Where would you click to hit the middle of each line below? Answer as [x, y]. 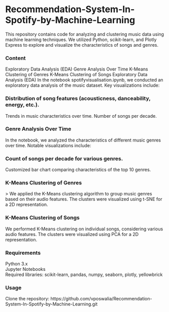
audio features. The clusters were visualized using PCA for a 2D [72, 234]
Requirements [23, 253]
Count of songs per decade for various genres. [64, 158]
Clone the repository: [27, 299]
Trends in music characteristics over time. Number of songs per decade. [81, 116]
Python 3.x [16, 264]
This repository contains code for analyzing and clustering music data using [84, 34]
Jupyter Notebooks [25, 269]
